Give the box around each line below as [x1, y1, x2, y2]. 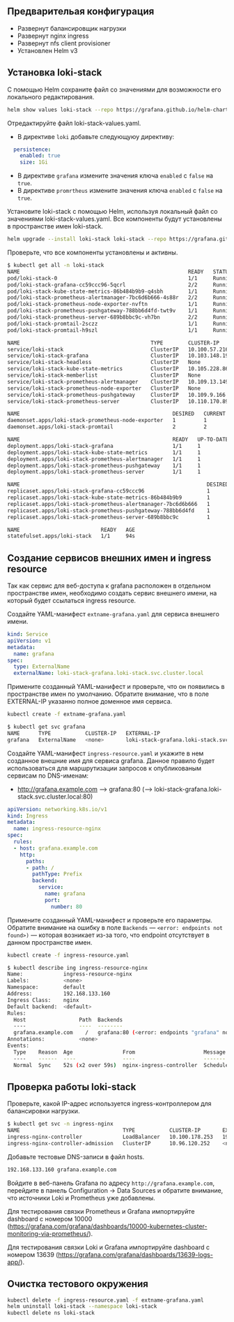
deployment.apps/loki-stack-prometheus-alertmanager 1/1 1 [7, 456, 201, 463]
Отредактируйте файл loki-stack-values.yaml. [7, 119, 141, 127]
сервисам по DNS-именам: [7, 771, 89, 780]
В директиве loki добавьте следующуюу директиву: [17, 132, 175, 140]
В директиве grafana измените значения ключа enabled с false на [17, 171, 214, 180]
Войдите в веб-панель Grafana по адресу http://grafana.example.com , [7, 1179, 214, 1187]
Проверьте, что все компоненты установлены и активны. [7, 248, 178, 256]
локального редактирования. [7, 92, 95, 101]
